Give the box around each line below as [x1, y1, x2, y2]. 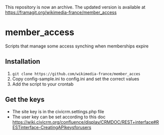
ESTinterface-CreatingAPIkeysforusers [12, 124, 92, 130]
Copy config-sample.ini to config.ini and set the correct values [12, 76, 139, 82]
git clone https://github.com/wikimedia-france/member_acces [12, 71, 141, 76]
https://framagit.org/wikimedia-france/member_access [5, 9, 117, 15]
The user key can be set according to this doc [12, 114, 106, 120]
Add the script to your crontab [12, 81, 74, 87]
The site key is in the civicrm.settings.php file [12, 108, 104, 114]
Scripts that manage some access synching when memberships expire [5, 43, 149, 49]
